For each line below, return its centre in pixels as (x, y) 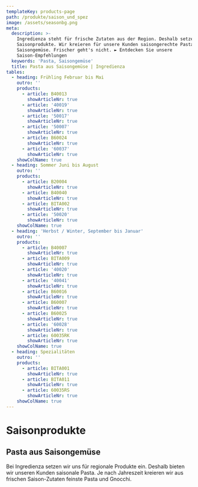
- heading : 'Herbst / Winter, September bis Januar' (77, 231)
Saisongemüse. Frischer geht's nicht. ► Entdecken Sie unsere (95, 50)
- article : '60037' (45, 149)
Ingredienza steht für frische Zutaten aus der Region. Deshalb (97, 39)
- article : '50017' (45, 116)
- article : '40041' (45, 280)
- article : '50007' (45, 127)
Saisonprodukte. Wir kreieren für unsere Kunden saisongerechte (97, 45)
